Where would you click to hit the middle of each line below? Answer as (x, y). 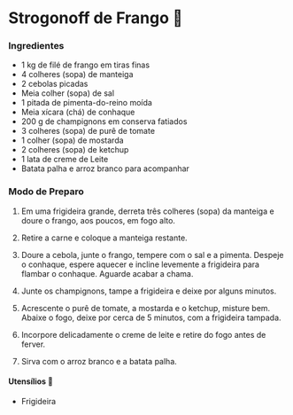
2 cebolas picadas (54, 84)
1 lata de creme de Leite (65, 160)
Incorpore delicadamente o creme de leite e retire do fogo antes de (143, 334)
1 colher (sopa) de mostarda (73, 140)
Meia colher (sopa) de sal (68, 93)
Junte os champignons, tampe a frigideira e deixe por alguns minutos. (149, 291)
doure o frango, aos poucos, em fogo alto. (98, 220)
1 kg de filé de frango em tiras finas (85, 65)
